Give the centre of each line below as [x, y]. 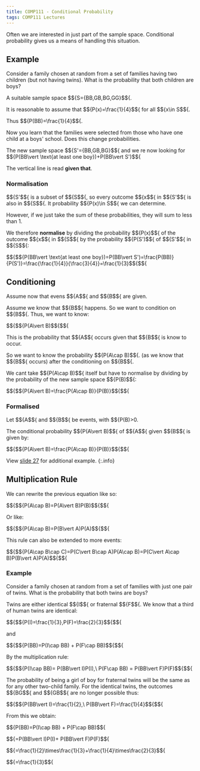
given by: [18, 437]
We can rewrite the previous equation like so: [62, 494]
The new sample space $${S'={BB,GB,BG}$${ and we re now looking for [96, 150]
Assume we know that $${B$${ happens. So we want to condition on [91, 308]
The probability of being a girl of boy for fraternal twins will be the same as [98, 680]
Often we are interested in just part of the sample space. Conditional [90, 34]
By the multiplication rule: [38, 656]
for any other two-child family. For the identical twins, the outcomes [90, 686]
